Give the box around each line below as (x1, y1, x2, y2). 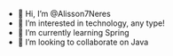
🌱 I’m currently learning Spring (17, 28, 130, 37)
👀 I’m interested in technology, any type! (17, 18, 166, 28)
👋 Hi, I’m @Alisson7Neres (17, 9, 111, 19)
